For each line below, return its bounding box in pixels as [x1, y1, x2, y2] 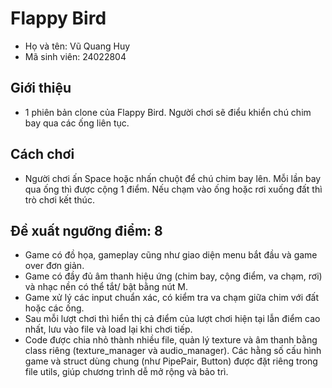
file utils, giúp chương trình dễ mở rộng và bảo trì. [24, 366, 229, 378]
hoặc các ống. [24, 302, 85, 314]
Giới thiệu [10, 80, 72, 97]
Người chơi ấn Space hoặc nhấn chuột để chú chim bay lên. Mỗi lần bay [24, 172, 322, 184]
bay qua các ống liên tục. [24, 117, 130, 129]
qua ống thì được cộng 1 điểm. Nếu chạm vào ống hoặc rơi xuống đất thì [24, 183, 323, 195]
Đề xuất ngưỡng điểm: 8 [10, 222, 163, 239]
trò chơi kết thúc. [24, 193, 95, 206]
